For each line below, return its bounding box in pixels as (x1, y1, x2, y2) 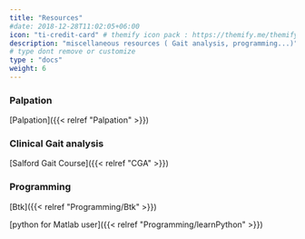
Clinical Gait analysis (9, 137, 104, 150)
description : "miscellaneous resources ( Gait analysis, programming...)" (9, 38, 299, 48)
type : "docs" (9, 55, 64, 65)
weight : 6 (9, 65, 47, 74)
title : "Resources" (9, 13, 84, 23)
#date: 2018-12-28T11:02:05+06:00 (9, 22, 141, 31)
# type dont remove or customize (9, 47, 136, 56)
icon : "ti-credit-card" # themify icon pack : (9, 30, 189, 39)
